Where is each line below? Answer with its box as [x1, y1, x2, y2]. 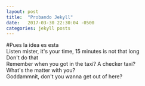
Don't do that [6, 54, 39, 61]
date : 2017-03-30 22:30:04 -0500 [6, 20, 95, 26]
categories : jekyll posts [6, 25, 70, 31]
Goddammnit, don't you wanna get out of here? [6, 73, 123, 80]
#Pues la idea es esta [6, 42, 59, 49]
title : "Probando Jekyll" [6, 14, 73, 20]
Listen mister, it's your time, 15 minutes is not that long [6, 48, 140, 55]
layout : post [6, 8, 39, 15]
